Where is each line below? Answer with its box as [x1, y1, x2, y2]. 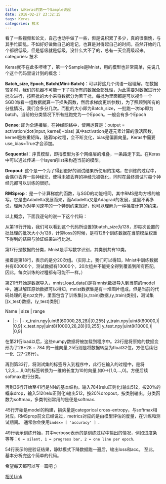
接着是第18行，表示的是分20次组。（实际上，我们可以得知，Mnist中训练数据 [5, 257, 159, 263]
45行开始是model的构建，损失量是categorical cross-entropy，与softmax [5, 407, 153, 413]
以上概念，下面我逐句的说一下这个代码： [5, 213, 87, 220]
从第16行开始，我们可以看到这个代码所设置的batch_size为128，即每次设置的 [5, 224, 160, 230]
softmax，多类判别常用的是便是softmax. [13, 397, 95, 403]
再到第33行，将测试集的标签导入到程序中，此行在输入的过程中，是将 [5, 361, 145, 368]
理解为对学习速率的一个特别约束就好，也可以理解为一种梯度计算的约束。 [13, 203, 161, 209]
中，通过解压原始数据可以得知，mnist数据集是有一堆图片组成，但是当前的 [5, 286, 155, 292]
